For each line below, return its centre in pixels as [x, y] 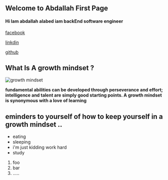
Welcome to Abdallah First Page [57, 8]
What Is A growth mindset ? [50, 68]
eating [19, 137]
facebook [15, 32]
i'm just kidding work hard [40, 147]
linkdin [12, 42]
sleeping [22, 142]
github [12, 52]
